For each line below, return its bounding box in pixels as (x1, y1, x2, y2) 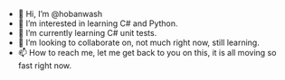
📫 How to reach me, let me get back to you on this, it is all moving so (17, 48, 277, 58)
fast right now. (17, 60, 72, 71)
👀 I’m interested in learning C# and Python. (17, 18, 178, 29)
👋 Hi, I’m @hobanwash (17, 9, 103, 19)
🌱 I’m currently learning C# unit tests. (17, 28, 157, 38)
